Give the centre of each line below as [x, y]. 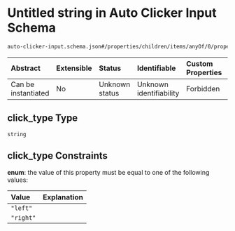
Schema [31, 28]
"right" [23, 218]
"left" [22, 208]
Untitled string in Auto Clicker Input [112, 13]
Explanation [63, 197]
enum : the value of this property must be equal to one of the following [108, 173]
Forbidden [203, 88]
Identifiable [156, 68]
